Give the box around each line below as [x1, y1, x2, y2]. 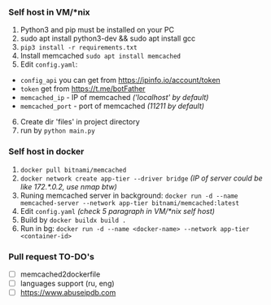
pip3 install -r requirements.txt [20, 44, 138, 52]
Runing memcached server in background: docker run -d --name [20, 190, 238, 200]
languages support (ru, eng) [20, 278, 116, 288]
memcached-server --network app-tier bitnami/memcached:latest [20, 198, 240, 207]
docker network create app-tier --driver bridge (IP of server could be [20, 173, 263, 183]
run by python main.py [20, 125, 95, 136]
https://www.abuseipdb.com [20, 288, 116, 298]
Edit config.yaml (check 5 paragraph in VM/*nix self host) [20, 206, 216, 216]
